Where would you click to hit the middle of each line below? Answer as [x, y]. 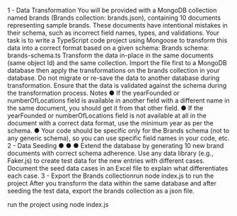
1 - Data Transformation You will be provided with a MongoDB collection [112, 10]
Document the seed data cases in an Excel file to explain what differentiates [118, 168]
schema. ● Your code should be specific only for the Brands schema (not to [118, 131]
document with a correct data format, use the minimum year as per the [110, 123]
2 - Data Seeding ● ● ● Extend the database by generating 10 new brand [116, 146]
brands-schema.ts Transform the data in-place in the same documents [110, 55]
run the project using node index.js [58, 204]
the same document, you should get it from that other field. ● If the [105, 108]
